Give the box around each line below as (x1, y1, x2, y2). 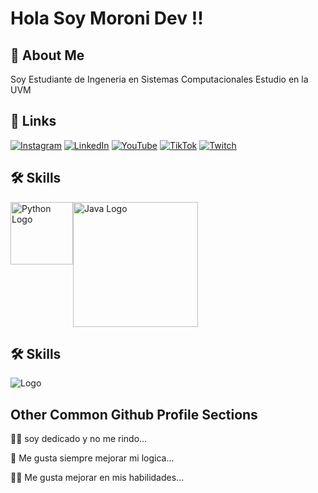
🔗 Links (10, 113, 57, 130)
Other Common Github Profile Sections (10, 406, 258, 423)
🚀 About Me (10, 47, 85, 64)
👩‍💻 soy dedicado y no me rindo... (10, 433, 148, 445)
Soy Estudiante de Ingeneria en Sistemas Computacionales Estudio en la (10, 73, 309, 85)
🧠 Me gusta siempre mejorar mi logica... (10, 452, 175, 464)
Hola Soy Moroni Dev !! (10, 7, 204, 30)
